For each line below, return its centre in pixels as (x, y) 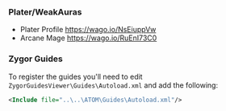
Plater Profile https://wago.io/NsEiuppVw (88, 30)
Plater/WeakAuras (45, 12)
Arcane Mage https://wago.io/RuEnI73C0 (88, 38)
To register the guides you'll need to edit (75, 76)
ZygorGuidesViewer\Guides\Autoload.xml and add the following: (113, 85)
